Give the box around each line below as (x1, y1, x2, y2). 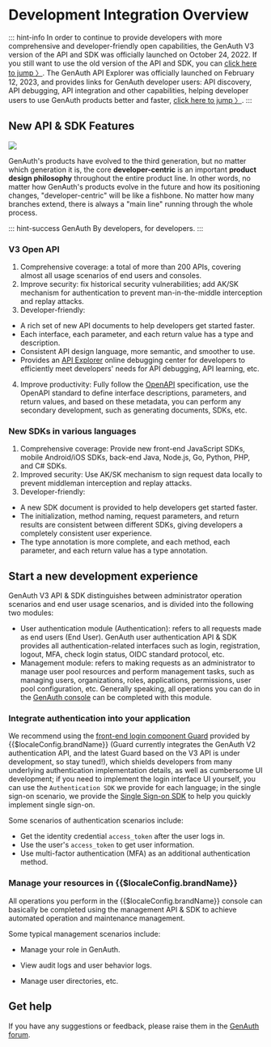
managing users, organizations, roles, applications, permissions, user (19, 675, 252, 686)
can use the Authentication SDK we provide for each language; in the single (8, 783, 261, 793)
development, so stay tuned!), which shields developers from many (8, 757, 233, 767)
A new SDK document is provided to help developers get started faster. (19, 502, 258, 512)
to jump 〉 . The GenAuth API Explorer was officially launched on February (8, 67, 255, 78)
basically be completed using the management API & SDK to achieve (8, 904, 237, 914)
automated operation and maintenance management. (8, 913, 185, 923)
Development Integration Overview (8, 6, 249, 24)
